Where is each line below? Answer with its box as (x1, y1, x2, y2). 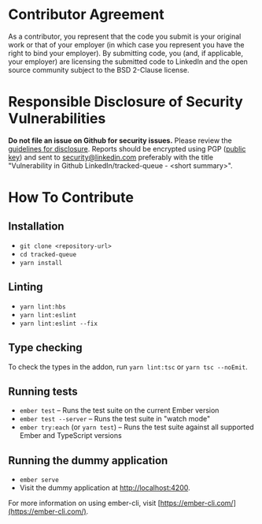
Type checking (8, 341, 83, 354)
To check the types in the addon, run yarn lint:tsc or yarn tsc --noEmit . (8, 361, 248, 372)
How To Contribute (8, 189, 134, 207)
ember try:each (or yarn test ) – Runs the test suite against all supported (19, 422, 254, 432)
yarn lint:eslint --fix (19, 320, 98, 327)
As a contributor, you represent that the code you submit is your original (8, 32, 242, 41)
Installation (8, 219, 65, 234)
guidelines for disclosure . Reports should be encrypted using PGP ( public (8, 144, 246, 153)
